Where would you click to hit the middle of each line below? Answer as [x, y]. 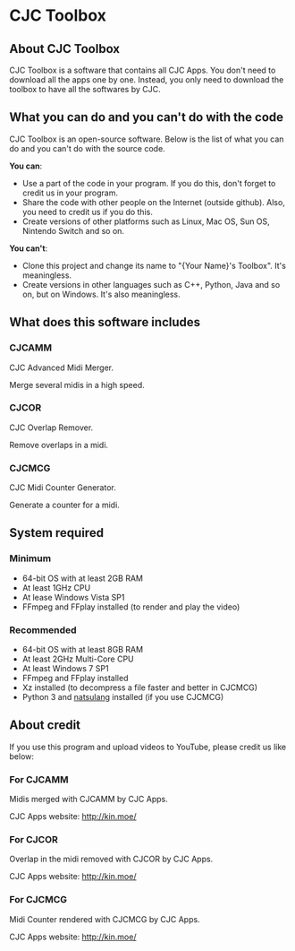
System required [57, 533]
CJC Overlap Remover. [51, 428]
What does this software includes [105, 322]
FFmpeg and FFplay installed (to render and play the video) [131, 607]
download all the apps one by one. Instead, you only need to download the [147, 80]
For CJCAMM [39, 779]
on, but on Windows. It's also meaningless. [101, 294]
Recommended [43, 630]
